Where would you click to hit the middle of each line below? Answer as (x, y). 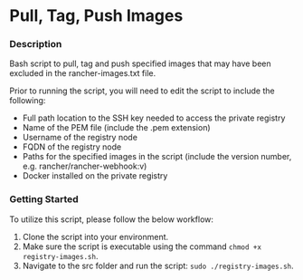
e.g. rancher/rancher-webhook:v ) (85, 166)
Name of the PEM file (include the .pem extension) (116, 128)
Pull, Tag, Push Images (96, 16)
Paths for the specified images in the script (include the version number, (157, 157)
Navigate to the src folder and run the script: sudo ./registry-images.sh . (158, 266)
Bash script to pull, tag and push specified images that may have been (140, 63)
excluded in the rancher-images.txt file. (83, 73)
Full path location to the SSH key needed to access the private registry (154, 118)
